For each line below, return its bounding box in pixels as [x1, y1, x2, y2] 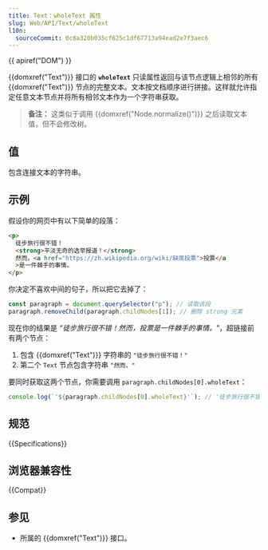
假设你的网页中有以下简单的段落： [8, 216, 120, 225]
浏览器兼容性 [8, 464, 72, 477]
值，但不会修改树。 [27, 119, 92, 129]
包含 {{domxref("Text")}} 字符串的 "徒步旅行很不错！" [19, 350, 188, 359]
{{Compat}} [8, 485, 46, 495]
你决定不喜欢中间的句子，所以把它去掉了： [8, 284, 148, 294]
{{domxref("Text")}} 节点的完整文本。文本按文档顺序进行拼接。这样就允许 [8, 82, 250, 92]
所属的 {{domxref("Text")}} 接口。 [19, 533, 132, 543]
